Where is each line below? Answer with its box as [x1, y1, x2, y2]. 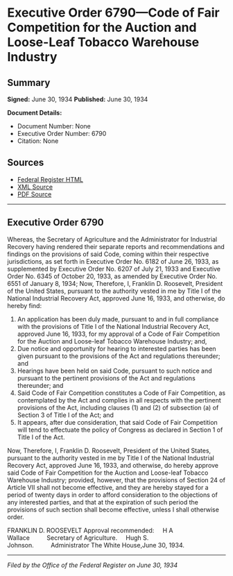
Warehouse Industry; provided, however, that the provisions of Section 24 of [7, 475, 225, 484]
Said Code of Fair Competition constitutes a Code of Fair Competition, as [17, 389, 226, 397]
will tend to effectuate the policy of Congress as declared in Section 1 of [17, 425, 223, 434]
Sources [7, 157, 44, 169]
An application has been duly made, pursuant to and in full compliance [17, 314, 219, 323]
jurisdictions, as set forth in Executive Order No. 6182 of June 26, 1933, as [7, 257, 219, 265]
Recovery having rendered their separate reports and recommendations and [7, 242, 225, 251]
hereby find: [7, 301, 42, 310]
